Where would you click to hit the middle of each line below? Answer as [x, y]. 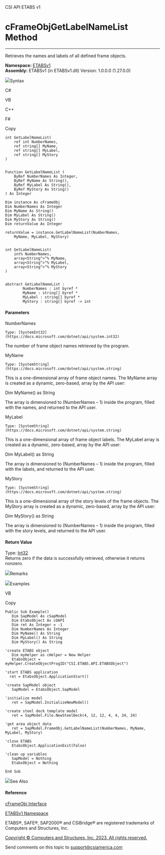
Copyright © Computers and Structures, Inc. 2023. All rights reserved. [76, 837]
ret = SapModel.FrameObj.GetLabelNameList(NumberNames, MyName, [79, 729]
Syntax [17, 80]
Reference [16, 792]
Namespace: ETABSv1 [28, 65]
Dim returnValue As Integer [34, 224]
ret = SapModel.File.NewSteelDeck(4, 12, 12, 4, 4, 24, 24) [74, 715]
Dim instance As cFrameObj [33, 202]
